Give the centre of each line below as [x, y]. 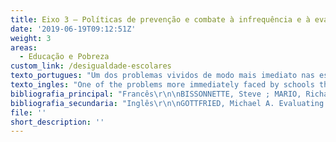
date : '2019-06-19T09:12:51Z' [73, 29]
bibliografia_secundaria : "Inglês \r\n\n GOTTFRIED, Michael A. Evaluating [167, 103]
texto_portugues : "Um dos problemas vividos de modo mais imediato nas [162, 76]
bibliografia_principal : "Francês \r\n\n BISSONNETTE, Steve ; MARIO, [156, 94]
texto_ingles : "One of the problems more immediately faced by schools [162, 85]
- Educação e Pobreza [64, 57]
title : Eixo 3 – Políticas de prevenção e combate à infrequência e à [160, 19]
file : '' [28, 112]
